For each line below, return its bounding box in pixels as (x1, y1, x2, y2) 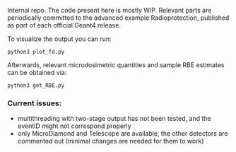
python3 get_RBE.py (7, 82, 65, 89)
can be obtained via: (7, 69, 67, 76)
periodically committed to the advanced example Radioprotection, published (7, 13, 230, 22)
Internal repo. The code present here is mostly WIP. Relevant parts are (7, 6, 212, 14)
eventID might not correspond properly (17, 122, 132, 130)
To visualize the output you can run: (7, 35, 112, 43)
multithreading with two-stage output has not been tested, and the (17, 115, 211, 123)
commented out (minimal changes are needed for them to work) (17, 137, 204, 146)
